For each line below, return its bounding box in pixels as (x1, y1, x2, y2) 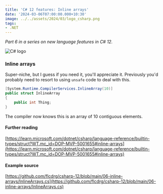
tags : (5, 21, 16, 26)
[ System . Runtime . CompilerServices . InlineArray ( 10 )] (5, 86, 113, 91)
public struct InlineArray (5, 91, 60, 96)
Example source (5, 162, 39, 168)
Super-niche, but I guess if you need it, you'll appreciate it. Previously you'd (5, 72, 159, 77)
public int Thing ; (14, 100, 52, 105)
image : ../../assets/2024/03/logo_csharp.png (5, 16, 100, 21)
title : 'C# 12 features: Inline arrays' (5, 7, 89, 12)
